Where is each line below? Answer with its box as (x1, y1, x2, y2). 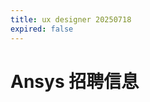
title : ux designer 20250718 (10, 14, 132, 25)
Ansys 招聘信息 (10, 70, 140, 93)
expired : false (10, 24, 74, 34)
